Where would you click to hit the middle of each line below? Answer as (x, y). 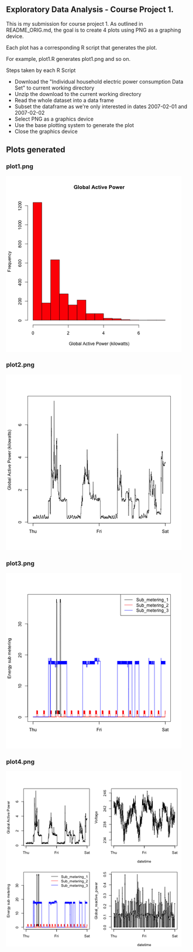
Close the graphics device (46, 131)
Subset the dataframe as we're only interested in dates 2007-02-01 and (101, 106)
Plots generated (36, 150)
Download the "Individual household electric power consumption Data (99, 81)
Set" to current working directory (54, 88)
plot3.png (20, 563)
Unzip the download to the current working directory (78, 94)
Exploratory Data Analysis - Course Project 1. (90, 10)
